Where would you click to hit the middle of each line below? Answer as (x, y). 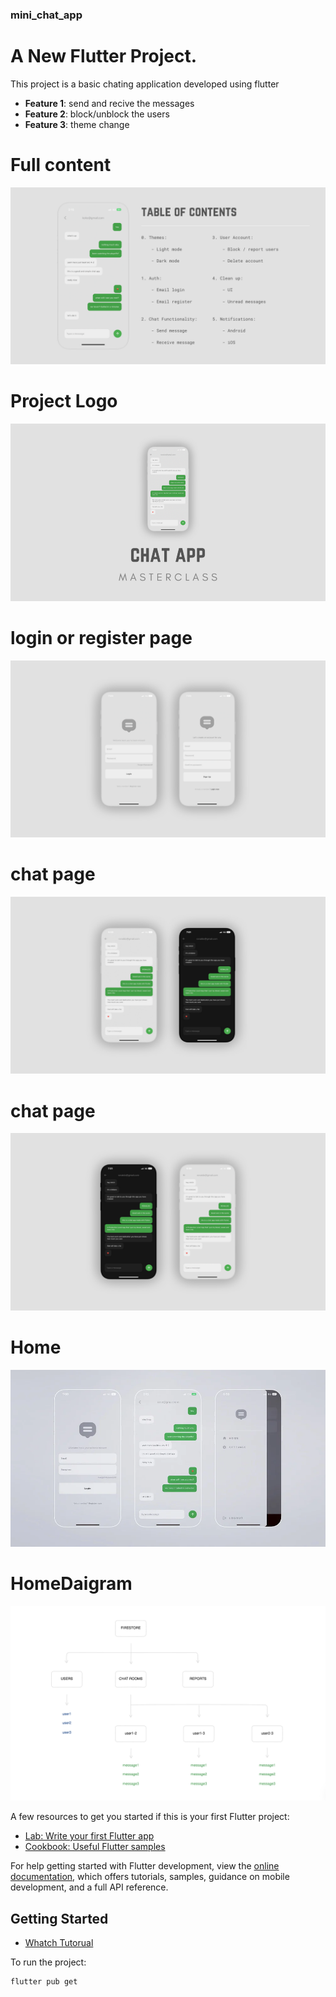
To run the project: (48, 1962)
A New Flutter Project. (104, 56)
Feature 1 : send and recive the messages (109, 103)
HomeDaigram (71, 1584)
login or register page (101, 637)
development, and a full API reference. (89, 1887)
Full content (61, 165)
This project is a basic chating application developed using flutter (145, 84)
